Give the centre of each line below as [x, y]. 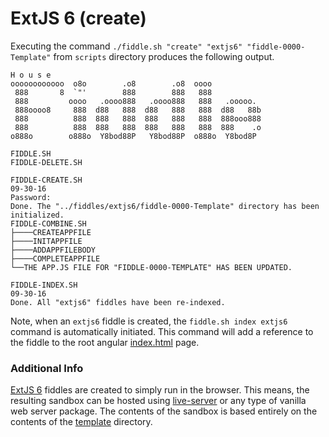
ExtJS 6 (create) [78, 18]
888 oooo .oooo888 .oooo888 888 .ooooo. [135, 101]
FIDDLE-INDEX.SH [44, 285]
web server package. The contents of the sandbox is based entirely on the [164, 411]
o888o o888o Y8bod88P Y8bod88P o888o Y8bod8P [133, 136]
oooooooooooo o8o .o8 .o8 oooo [111, 83]
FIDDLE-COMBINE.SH [48, 223]
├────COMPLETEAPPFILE [55, 258]
